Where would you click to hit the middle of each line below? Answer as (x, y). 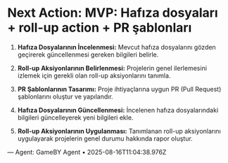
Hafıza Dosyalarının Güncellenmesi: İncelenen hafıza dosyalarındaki (118, 110)
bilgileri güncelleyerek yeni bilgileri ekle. (75, 118)
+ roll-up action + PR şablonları (100, 28)
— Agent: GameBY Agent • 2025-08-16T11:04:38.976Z (87, 152)
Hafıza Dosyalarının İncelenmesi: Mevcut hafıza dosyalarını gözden (116, 47)
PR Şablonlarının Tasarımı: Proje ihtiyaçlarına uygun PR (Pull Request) (119, 89)
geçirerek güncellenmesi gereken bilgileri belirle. (88, 55)
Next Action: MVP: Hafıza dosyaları (113, 13)
